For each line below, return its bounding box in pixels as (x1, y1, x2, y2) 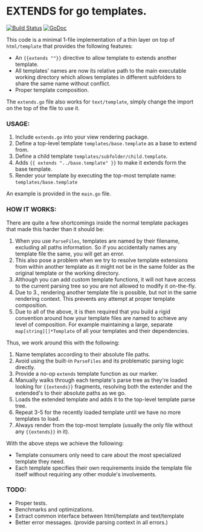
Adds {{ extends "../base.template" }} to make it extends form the (14, 159, 186, 166)
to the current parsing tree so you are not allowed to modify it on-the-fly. (14, 282, 196, 289)
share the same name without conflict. (14, 80, 111, 87)
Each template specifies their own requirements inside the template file (14, 464, 192, 471)
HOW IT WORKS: (6, 205, 57, 214)
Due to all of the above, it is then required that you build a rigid (14, 307, 171, 315)
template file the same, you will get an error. (14, 250, 125, 257)
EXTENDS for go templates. (6, 4, 147, 18)
